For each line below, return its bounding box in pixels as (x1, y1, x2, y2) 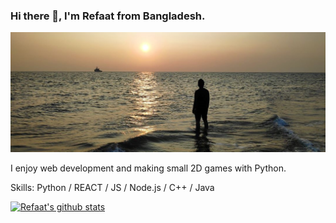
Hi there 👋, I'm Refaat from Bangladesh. (10, 9, 206, 23)
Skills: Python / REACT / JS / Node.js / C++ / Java (10, 181, 215, 193)
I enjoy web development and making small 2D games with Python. (10, 162, 287, 174)
